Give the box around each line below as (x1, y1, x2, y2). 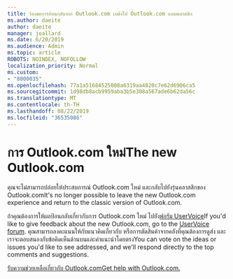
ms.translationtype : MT (7, 95, 77, 102)
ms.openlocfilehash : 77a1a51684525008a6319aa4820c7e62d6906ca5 (7, 82, 196, 89)
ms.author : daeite (7, 17, 61, 24)
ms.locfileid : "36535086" (7, 114, 83, 121)
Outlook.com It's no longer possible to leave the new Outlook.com (7, 190, 196, 199)
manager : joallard (7, 29, 61, 37)
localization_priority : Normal (7, 62, 99, 69)
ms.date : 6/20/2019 (7, 36, 64, 43)
